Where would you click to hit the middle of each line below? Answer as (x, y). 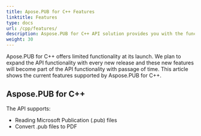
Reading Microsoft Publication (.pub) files (66, 120)
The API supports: (28, 109)
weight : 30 (20, 39)
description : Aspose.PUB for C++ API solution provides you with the (95, 34)
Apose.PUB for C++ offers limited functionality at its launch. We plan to (94, 56)
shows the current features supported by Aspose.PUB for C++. (84, 75)
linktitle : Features (32, 17)
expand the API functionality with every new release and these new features (100, 63)
